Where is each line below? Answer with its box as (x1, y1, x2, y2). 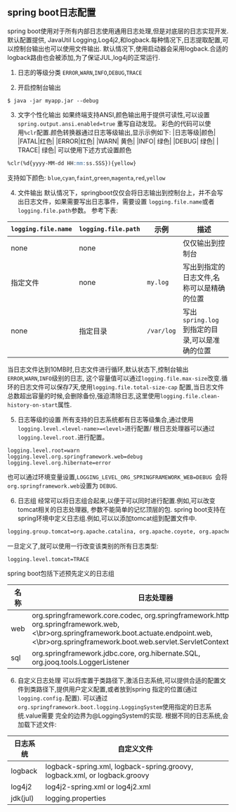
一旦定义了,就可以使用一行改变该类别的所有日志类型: (7, 541, 159, 550)
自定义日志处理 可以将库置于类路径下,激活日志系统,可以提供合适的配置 (17, 676, 220, 685)
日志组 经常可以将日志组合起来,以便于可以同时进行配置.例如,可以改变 (17, 496, 216, 505)
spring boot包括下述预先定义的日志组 (7, 570, 114, 578)
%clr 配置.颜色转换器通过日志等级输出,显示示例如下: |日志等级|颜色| (23, 128, 216, 136)
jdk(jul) (11, 794, 34, 804)
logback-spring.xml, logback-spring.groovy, (45, 762, 194, 772)
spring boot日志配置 (7, 6, 96, 19)
